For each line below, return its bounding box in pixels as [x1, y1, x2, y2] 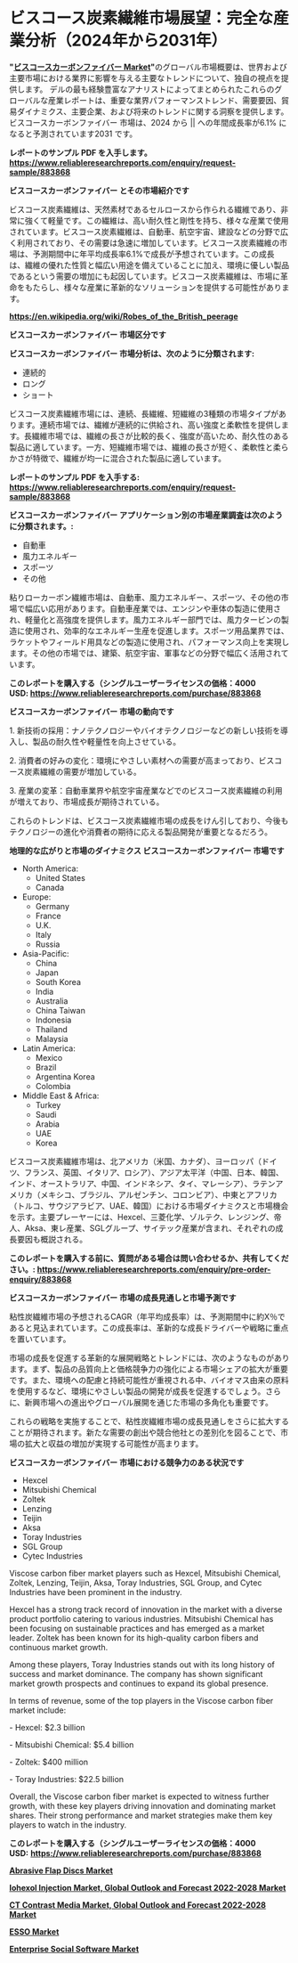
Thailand [35, 1023, 68, 1034]
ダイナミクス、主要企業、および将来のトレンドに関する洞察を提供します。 [16, 106, 289, 117]
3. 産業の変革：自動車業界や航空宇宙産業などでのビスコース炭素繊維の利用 [9, 785, 283, 795]
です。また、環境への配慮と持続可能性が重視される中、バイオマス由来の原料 [9, 1374, 289, 1385]
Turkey [35, 1099, 61, 1110]
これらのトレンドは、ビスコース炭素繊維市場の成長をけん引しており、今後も [9, 815, 289, 826]
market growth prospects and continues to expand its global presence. [9, 1678, 269, 1689]
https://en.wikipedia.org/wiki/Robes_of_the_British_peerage [9, 311, 238, 322]
